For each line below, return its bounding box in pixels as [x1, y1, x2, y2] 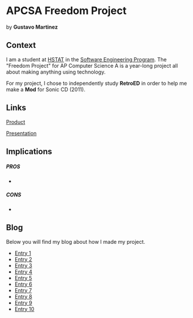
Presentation [6, 130, 37, 137]
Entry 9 [14, 299, 33, 306]
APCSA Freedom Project [6, 4, 127, 18]
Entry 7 [14, 286, 32, 293]
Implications [6, 146, 53, 156]
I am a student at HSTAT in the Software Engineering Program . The [6, 56, 167, 63]
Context [6, 40, 36, 50]
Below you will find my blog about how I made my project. [6, 238, 146, 245]
